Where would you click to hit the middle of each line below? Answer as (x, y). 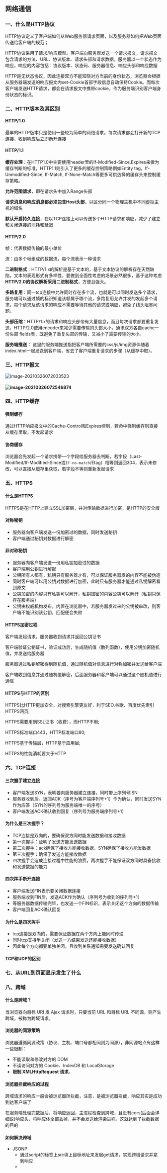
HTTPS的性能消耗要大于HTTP (36, 754)
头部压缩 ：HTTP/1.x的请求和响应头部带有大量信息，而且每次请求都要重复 (80, 322)
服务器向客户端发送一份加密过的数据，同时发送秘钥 (65, 532)
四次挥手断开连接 (23, 879)
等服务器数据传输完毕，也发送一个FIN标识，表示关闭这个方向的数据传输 (85, 903)
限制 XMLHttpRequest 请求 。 (42, 1072)
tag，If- (142, 169)
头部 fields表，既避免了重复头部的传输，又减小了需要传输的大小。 (77, 334)
